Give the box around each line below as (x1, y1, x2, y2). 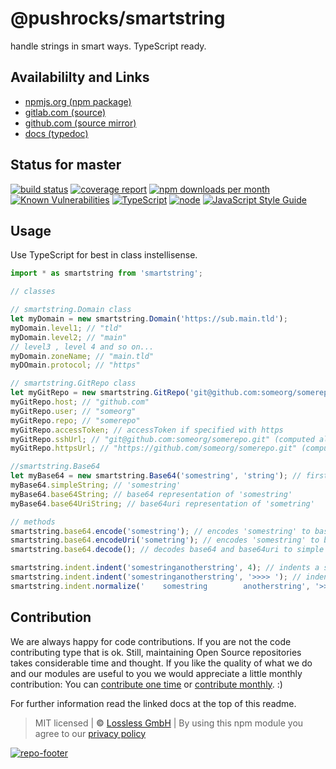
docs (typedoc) (24, 127, 89, 139)
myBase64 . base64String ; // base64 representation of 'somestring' (10, 489, 293, 499)
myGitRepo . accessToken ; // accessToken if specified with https (10, 425, 284, 435)
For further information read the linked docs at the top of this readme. (10, 697, 297, 709)
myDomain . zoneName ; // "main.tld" (10, 351, 155, 361)
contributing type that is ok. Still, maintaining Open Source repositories (10, 646, 302, 658)
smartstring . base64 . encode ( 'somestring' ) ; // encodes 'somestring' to (10, 526, 311, 536)
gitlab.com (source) (24, 106, 107, 118)
